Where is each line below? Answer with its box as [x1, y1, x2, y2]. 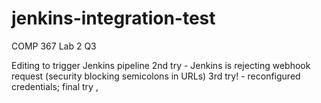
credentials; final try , [11, 80, 99, 92]
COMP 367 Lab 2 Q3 [11, 40, 97, 52]
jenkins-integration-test [11, 7, 216, 30]
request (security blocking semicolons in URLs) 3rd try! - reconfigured [11, 70, 301, 82]
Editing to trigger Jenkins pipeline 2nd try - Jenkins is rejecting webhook [11, 59, 311, 71]
